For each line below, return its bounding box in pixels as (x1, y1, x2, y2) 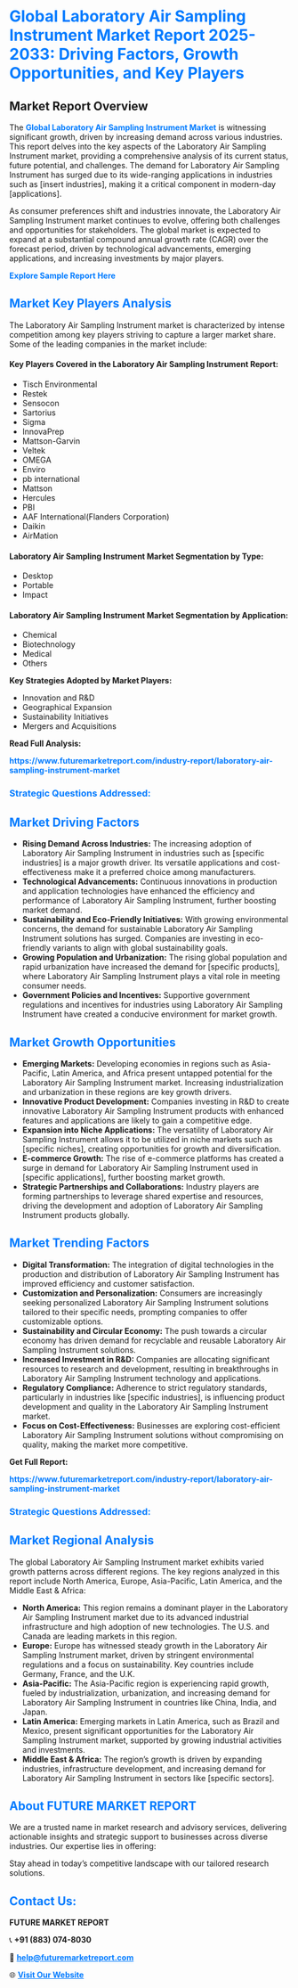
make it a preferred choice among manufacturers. (74, 867, 256, 878)
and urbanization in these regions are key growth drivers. (21, 1086, 232, 1097)
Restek (21, 389, 48, 399)
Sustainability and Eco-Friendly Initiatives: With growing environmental (21, 914, 289, 925)
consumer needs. (21, 980, 87, 991)
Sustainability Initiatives (21, 711, 109, 723)
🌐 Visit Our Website (9, 1969, 85, 1980)
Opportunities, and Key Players (9, 63, 245, 84)
